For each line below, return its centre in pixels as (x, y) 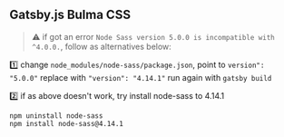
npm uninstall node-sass (56, 116)
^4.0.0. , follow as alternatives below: (102, 46)
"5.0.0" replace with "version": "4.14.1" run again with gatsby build (141, 77)
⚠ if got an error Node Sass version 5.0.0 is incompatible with (153, 36)
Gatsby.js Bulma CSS (70, 15)
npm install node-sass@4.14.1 (67, 123)
